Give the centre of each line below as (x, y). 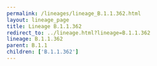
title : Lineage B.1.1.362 (44, 26)
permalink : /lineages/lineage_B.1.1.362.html (74, 13)
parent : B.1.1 (27, 45)
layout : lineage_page (38, 20)
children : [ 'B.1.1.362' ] (43, 52)
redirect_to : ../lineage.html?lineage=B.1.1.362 (78, 33)
